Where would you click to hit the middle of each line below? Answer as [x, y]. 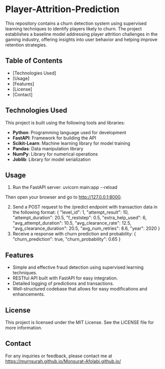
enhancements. [29, 294]
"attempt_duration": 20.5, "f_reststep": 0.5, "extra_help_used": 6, [80, 218]
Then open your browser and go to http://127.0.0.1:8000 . [64, 197]
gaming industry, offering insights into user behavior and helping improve [81, 39]
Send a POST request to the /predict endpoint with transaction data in [85, 207]
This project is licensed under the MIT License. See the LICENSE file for [80, 322]
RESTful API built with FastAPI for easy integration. [65, 278]
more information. [24, 328]
